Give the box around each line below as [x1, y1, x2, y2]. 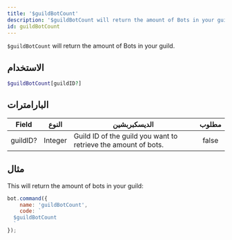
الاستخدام [7, 61, 45, 73]
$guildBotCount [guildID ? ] [7, 80, 81, 87]
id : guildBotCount [7, 23, 60, 30]
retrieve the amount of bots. [73, 139, 164, 149]
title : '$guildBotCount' [7, 10, 79, 17]
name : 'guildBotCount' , [19, 201, 88, 208]
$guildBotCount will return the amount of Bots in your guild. [7, 42, 175, 50]
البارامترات [7, 99, 49, 111]
